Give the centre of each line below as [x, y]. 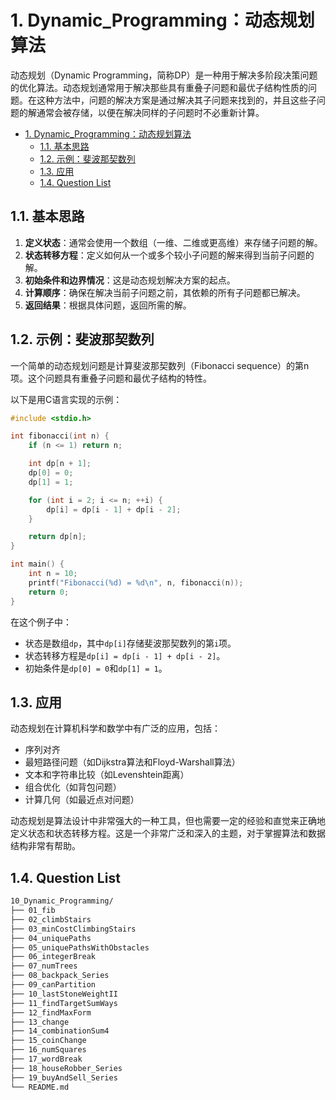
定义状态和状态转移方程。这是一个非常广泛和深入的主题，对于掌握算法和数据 [168, 833]
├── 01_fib [33, 911]
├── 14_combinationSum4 [60, 1031]
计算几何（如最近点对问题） [82, 800]
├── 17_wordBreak [46, 1059]
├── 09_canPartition [53, 985]
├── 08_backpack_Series [60, 976]
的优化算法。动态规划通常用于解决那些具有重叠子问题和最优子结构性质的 [159, 87]
